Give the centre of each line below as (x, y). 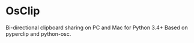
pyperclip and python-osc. (38, 33)
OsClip (23, 11)
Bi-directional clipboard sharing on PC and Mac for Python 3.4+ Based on (97, 27)
